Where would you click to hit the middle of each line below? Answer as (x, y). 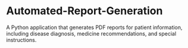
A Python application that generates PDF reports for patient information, (94, 27)
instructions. (21, 40)
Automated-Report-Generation (84, 11)
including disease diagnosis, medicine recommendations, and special (91, 33)
